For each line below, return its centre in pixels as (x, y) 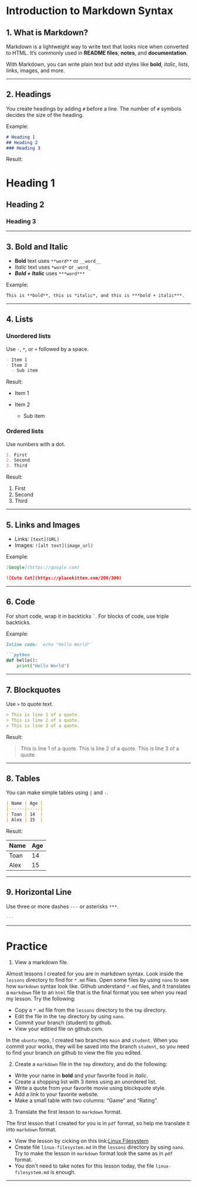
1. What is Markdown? (47, 33)
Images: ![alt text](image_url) (54, 546)
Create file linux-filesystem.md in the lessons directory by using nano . (99, 1147)
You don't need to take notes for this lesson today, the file (84, 1166)
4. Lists (20, 320)
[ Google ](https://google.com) (43, 568)
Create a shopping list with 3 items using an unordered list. (86, 1082)
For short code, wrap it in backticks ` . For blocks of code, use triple (88, 616)
